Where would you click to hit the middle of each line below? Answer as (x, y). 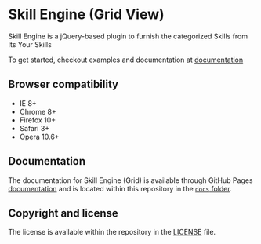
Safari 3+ (34, 128)
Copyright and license (63, 213)
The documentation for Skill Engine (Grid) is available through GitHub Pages (130, 180)
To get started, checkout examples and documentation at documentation (126, 60)
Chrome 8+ (38, 111)
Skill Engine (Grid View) (86, 15)
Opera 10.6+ (40, 137)
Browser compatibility (63, 84)
